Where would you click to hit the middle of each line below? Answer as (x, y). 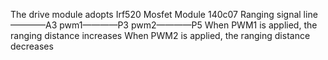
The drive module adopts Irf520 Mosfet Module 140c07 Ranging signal (156, 14)
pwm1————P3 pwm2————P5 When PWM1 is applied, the (188, 25)
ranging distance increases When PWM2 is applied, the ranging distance (160, 35)
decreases (32, 46)
